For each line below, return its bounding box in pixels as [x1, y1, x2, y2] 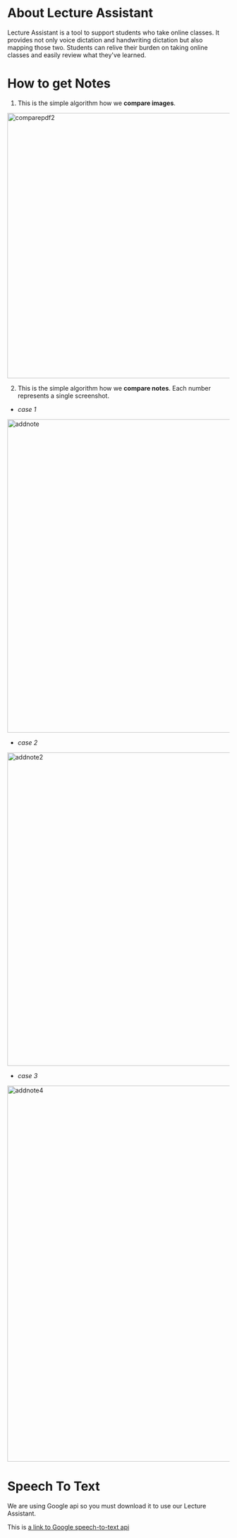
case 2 [17, 738, 38, 747]
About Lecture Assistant [7, 5, 154, 21]
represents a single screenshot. [17, 391, 109, 400]
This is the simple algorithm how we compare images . [17, 99, 176, 107]
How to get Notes [7, 75, 111, 92]
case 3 [17, 1071, 38, 1080]
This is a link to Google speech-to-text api [7, 1522, 130, 1531]
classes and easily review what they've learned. [7, 51, 147, 59]
